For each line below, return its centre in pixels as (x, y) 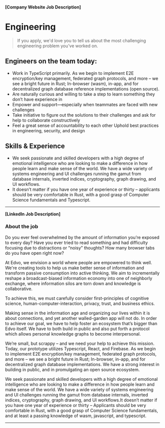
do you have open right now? (35, 253)
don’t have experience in (37, 99)
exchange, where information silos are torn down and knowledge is (73, 283)
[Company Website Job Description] (43, 7)
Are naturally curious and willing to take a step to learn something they (83, 94)
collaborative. (19, 289)
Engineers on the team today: (51, 61)
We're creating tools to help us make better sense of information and (75, 268)
